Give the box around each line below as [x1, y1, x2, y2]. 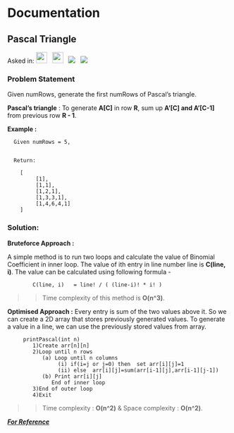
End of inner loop [51, 379, 106, 386]
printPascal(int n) [23, 336, 80, 343]
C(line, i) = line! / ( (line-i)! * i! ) [32, 281, 162, 288]
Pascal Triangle [7, 33, 77, 45]
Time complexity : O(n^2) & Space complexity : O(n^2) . [42, 403, 203, 412]
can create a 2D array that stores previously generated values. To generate [7, 315, 226, 323]
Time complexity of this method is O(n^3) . [42, 293, 165, 302]
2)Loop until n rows [32, 348, 93, 355]
